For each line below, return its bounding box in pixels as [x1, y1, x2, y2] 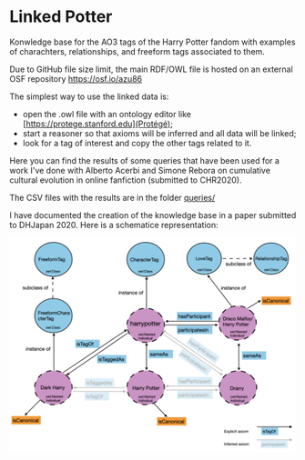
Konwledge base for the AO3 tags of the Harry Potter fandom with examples [9, 36, 296, 47]
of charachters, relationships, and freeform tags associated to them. [9, 45, 266, 56]
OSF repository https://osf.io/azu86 [9, 73, 143, 84]
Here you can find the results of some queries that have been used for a [9, 155, 280, 165]
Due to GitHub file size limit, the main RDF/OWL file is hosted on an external [9, 64, 293, 75]
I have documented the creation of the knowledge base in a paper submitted [9, 209, 297, 220]
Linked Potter [9, 6, 113, 27]
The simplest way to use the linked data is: [9, 91, 169, 102]
